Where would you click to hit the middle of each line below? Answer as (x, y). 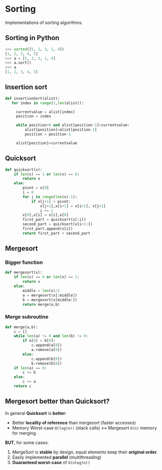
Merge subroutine (27, 317)
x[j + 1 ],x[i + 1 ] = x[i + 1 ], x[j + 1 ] (73, 206)
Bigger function (24, 263)
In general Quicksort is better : (36, 413)
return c (23, 386)
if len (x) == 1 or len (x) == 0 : (47, 174)
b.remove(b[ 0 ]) (47, 363)
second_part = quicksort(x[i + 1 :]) (58, 224)
